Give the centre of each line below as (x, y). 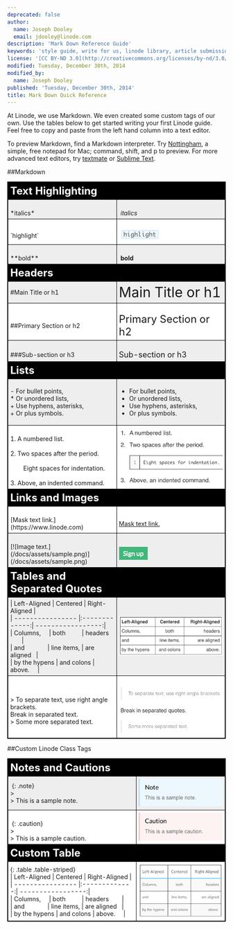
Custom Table (45, 853)
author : (18, 22)
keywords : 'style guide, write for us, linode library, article (102, 51)
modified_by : (26, 73)
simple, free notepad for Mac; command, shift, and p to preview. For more (113, 151)
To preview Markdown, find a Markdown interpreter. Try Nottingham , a (108, 144)
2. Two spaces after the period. (54, 453)
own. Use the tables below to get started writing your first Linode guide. (110, 123)
